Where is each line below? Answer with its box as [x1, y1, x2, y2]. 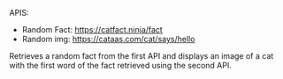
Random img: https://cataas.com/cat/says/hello [21, 34, 195, 44]
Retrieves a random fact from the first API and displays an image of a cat [9, 51, 274, 61]
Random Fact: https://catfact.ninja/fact [21, 25, 164, 34]
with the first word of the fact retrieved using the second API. [9, 61, 232, 70]
